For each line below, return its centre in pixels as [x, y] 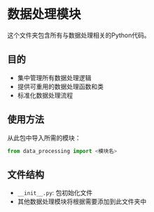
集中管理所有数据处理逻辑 [54, 77]
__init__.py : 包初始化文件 [55, 193]
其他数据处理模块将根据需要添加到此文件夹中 [82, 201]
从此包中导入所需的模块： [44, 138]
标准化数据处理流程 [45, 95]
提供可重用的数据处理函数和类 [60, 86]
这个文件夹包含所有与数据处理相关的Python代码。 [79, 35]
